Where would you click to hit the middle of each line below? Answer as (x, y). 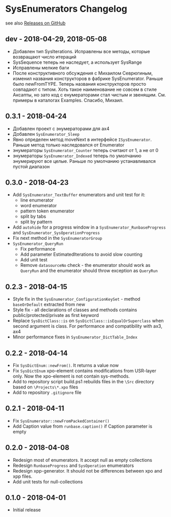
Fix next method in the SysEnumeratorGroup (57, 238)
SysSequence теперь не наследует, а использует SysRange (77, 62)
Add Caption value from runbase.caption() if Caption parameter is (82, 426)
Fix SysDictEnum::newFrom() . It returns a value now (66, 365)
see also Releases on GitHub (35, 23)
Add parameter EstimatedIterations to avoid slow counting (81, 254)
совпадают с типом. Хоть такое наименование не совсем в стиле (85, 89)
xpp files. (22, 476)
